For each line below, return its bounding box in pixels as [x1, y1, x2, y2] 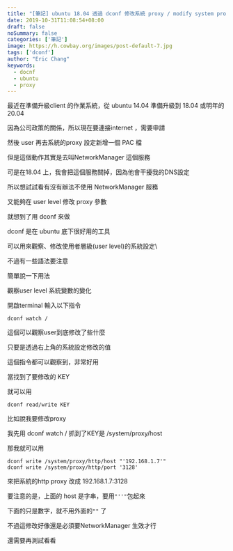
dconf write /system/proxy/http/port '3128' [7, 464, 138, 471]
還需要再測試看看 [7, 536, 56, 545]
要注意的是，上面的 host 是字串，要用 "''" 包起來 [7, 492, 146, 500]
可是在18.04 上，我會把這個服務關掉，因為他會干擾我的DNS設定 [7, 168, 190, 176]
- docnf [13, 68, 36, 75]
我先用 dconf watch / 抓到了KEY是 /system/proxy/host [7, 429, 163, 437]
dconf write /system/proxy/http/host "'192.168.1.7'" [7, 458, 167, 465]
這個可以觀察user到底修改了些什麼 [7, 328, 106, 336]
